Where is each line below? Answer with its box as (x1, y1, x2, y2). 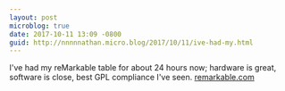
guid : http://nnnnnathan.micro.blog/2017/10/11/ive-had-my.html (9, 37, 254, 47)
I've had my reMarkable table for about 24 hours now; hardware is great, (9, 62, 277, 73)
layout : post (9, 12, 58, 22)
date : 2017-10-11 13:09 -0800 (9, 29, 122, 38)
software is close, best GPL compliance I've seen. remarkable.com (9, 72, 255, 83)
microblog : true (9, 21, 70, 30)
